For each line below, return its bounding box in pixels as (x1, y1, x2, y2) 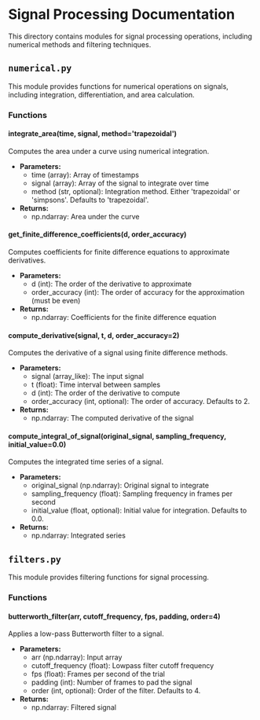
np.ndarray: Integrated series (31, 531, 126, 540)
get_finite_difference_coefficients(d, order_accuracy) (8, 230, 187, 239)
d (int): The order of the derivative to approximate (31, 279, 192, 288)
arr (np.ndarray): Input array (31, 652, 123, 662)
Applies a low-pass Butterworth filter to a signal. (8, 629, 164, 638)
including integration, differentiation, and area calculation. (8, 90, 195, 99)
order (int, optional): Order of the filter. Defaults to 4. (31, 686, 201, 696)
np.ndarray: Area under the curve (31, 211, 140, 221)
